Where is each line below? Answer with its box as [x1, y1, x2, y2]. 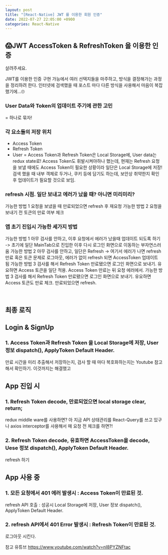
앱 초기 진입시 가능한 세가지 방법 [5, 223, 78, 230]
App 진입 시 [5, 382, 40, 390]
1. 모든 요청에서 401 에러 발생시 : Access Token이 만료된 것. [5, 489, 143, 497]
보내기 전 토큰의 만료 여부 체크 [5, 209, 64, 215]
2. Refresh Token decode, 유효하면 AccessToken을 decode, [5, 437, 150, 444]
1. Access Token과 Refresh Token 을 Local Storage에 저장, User [5, 339, 159, 346]
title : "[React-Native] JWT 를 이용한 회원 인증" [5, 12, 103, 17]
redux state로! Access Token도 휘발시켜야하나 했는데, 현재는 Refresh [12, 158, 150, 164]
